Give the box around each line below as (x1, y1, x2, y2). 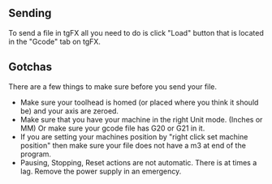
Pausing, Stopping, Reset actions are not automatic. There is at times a (19, 157, 257, 167)
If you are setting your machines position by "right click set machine (19, 131, 248, 141)
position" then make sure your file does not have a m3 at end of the (19, 140, 246, 150)
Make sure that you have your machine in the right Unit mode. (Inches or (19, 114, 263, 124)
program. (19, 149, 51, 159)
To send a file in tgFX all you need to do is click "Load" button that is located (8, 28, 264, 37)
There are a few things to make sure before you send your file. (8, 81, 218, 92)
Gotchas (8, 60, 53, 74)
